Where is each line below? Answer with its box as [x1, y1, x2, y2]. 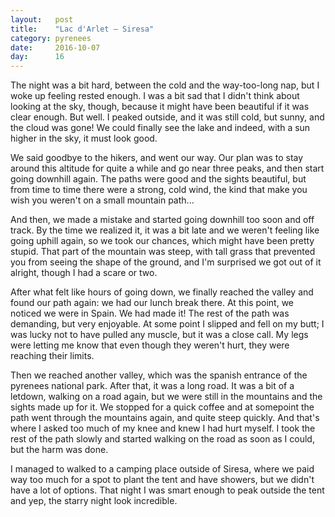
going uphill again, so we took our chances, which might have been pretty [10, 235, 315, 247]
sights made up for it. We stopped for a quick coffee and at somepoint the [10, 401, 315, 413]
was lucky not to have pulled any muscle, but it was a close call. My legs [10, 329, 309, 341]
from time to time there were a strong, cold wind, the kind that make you [10, 184, 308, 196]
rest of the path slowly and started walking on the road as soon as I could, [10, 433, 315, 445]
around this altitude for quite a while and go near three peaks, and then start [10, 162, 325, 175]
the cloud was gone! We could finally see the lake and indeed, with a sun [10, 122, 311, 134]
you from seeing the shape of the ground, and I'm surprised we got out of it [10, 256, 322, 268]
